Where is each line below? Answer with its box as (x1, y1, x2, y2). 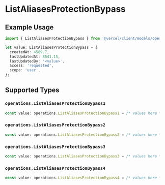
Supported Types (5, 86, 60, 94)
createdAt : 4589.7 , (9, 49, 50, 55)
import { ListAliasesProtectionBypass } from (5, 36, 100, 41)
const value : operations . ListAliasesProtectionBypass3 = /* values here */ (5, 154, 164, 159)
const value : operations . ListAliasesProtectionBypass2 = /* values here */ (5, 132, 164, 137)
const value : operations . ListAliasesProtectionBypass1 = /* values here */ (5, 111, 164, 116)
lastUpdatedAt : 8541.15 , (9, 54, 60, 59)
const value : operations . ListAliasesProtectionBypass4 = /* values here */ (5, 176, 164, 181)
